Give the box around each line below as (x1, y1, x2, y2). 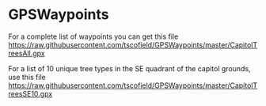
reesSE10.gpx (8, 89, 53, 98)
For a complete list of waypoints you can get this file (8, 32, 179, 41)
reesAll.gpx (8, 48, 45, 58)
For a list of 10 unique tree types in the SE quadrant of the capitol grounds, (8, 63, 251, 73)
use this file (8, 72, 46, 81)
